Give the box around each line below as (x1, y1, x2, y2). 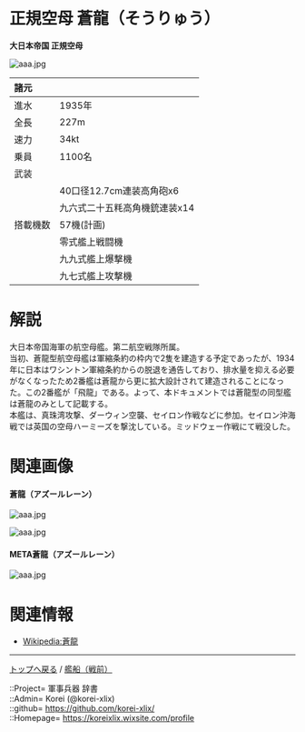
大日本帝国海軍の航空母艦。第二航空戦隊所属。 (9, 341, 184, 352)
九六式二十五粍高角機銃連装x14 (59, 201, 195, 214)
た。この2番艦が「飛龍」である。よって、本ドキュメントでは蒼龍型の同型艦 (9, 386, 292, 397)
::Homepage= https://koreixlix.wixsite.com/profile (9, 713, 195, 724)
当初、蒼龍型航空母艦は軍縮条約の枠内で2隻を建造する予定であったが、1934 (9, 352, 295, 364)
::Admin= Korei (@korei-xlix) (9, 693, 115, 705)
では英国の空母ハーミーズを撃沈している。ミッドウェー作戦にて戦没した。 (16, 420, 295, 432)
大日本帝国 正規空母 (9, 40, 84, 51)
